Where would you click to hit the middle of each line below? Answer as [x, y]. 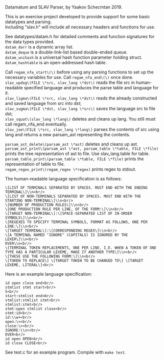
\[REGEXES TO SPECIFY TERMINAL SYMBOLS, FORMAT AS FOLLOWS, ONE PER [76, 222]
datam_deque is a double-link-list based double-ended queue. [66, 52]
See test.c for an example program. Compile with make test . [66, 352]
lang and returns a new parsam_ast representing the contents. [68, 135]
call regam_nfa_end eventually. [36, 124]
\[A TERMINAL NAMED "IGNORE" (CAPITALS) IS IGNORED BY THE [67, 235]
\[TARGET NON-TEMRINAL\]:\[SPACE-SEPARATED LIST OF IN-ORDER [69, 213]
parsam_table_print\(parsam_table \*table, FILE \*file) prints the [74, 159]
